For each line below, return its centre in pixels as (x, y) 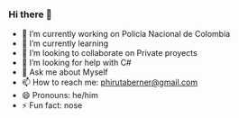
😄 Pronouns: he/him (60, 95)
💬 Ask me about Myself (65, 72)
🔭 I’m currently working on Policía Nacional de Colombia (126, 34)
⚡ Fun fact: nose (52, 105)
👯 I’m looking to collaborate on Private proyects (109, 53)
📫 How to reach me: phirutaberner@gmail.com (110, 82)
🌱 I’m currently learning (65, 43)
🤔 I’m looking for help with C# (76, 63)
